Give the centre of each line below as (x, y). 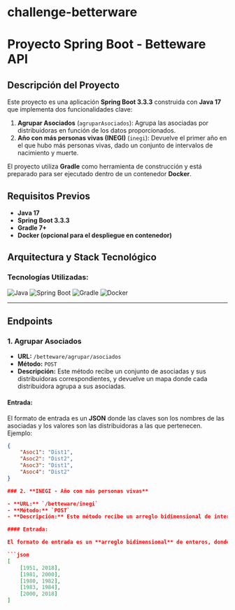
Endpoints (30, 321)
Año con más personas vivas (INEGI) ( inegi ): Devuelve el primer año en (122, 138)
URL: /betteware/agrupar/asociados (69, 357)
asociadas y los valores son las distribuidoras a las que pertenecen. (105, 425)
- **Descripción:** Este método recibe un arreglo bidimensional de (109, 517)
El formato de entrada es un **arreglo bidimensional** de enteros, (109, 542)
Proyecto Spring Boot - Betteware (107, 45)
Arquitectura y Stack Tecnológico (82, 257)
